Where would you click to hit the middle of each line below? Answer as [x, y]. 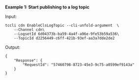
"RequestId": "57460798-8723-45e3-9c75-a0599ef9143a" [79, 65]
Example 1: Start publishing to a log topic [47, 7]
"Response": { [28, 60]
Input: [11, 16]
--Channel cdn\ [29, 30]
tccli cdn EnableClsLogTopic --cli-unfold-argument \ [62, 25]
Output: [13, 47]
